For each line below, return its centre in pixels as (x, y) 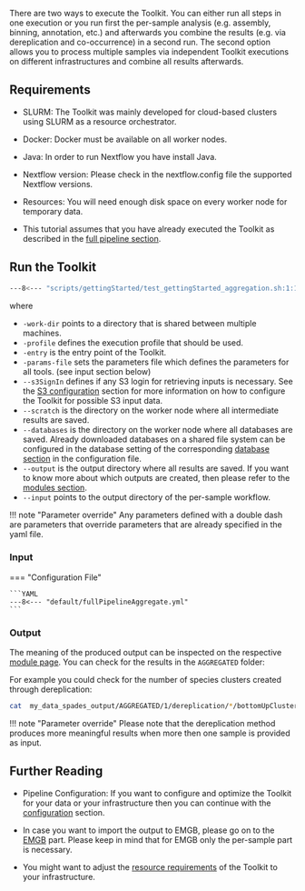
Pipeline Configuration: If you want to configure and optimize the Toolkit (157, 793)
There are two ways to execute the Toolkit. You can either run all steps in (145, 13)
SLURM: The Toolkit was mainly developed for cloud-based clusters (150, 112)
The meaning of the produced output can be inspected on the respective (146, 653)
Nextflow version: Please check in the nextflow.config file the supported (157, 174)
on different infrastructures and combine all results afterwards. (127, 61)
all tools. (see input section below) (87, 371)
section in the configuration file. (82, 458)
